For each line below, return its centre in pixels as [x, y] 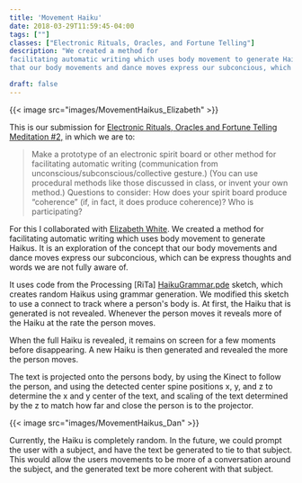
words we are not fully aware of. [69, 267]
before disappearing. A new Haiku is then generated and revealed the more [149, 349]
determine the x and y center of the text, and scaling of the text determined [149, 396]
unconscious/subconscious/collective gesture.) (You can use [145, 173]
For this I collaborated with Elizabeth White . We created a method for [137, 228]
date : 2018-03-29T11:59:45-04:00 [72, 26]
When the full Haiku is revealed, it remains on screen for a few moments [142, 340]
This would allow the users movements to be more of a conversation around [150, 459]
